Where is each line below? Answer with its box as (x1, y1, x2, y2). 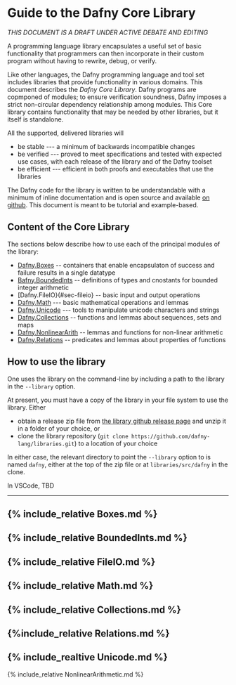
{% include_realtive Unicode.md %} (7, 651, 169, 663)
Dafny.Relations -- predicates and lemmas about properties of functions (17, 335, 226, 344)
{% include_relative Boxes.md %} (7, 508, 158, 520)
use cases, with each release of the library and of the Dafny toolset (17, 157, 212, 166)
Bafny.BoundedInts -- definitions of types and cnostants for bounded (17, 275, 218, 284)
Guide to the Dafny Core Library (7, 5, 196, 21)
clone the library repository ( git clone (17, 431, 129, 440)
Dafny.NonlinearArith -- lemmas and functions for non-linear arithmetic (17, 328, 223, 337)
